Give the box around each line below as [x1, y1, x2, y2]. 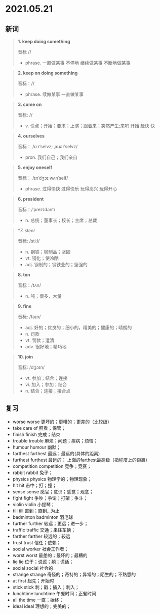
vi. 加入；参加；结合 [25, 381, 67, 387]
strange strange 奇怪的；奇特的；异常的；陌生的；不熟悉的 [12, 571, 136, 577]
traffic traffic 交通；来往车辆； [12, 526, 76, 533]
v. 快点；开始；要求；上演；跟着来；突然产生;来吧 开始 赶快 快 [25, 123, 155, 129]
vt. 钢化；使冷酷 [25, 255, 59, 261]
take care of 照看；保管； [12, 425, 66, 431]
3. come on [17, 101, 42, 107]
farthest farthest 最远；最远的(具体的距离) [12, 450, 100, 456]
